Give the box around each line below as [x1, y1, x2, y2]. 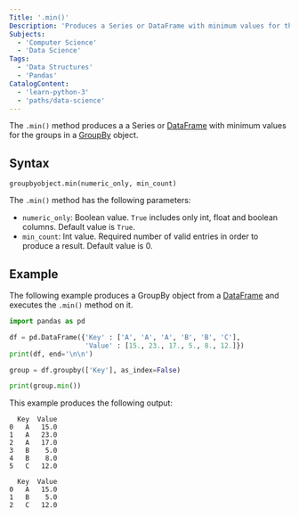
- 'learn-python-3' [17, 87, 90, 96]
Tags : [9, 54, 29, 63]
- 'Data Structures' [17, 63, 93, 72]
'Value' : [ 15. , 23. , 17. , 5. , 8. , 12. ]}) [85, 341, 245, 350]
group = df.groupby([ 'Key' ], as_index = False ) [9, 365, 181, 374]
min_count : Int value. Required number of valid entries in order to [21, 231, 259, 242]
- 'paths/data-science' [17, 95, 105, 105]
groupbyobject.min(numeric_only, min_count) [9, 179, 177, 188]
